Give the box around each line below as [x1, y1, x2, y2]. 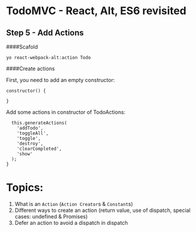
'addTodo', [17, 125, 44, 131]
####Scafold [6, 43, 38, 50]
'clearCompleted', [17, 146, 62, 152]
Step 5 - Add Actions [6, 28, 84, 38]
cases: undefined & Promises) [14, 213, 88, 220]
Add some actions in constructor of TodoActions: [6, 109, 126, 116]
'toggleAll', [17, 130, 49, 136]
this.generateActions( [11, 120, 67, 126]
